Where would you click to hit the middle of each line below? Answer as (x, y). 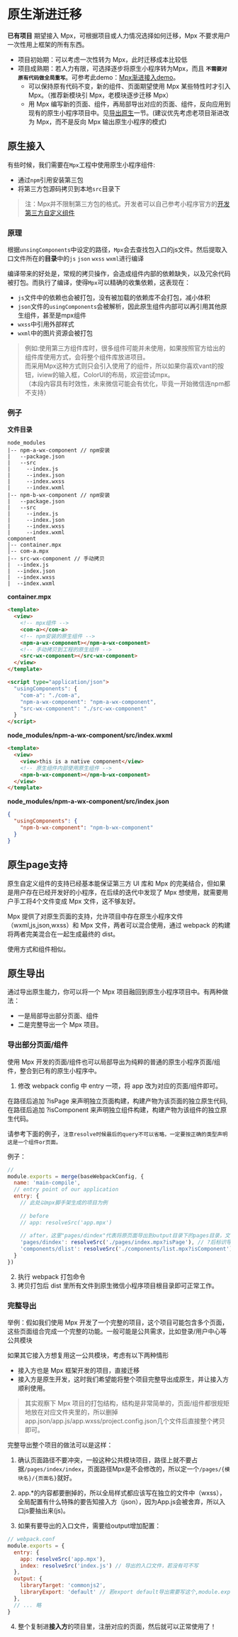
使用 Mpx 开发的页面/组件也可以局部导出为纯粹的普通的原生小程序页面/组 (114, 1062)
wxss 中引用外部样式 (46, 325)
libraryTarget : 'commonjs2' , (63, 1586)
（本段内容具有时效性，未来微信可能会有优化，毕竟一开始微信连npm (124, 384)
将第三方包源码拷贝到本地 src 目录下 (69, 188)
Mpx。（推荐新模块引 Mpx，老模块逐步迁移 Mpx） (100, 95)
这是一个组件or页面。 (34, 1142)
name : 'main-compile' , (47, 1183)
